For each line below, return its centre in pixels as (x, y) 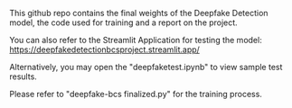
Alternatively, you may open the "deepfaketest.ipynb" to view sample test (146, 67)
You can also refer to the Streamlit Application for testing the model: (136, 40)
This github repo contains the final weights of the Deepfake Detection (139, 13)
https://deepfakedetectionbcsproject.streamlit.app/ (105, 49)
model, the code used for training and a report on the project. (123, 22)
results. (24, 76)
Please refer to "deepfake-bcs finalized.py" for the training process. (136, 94)
